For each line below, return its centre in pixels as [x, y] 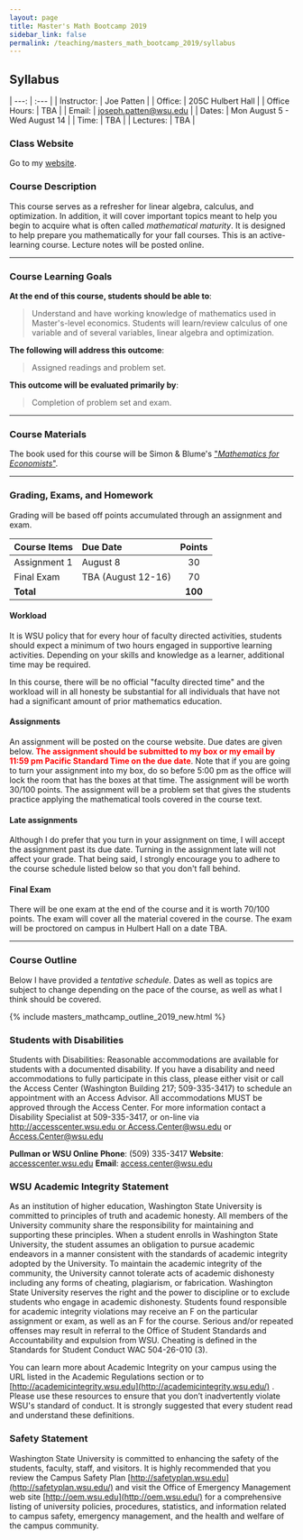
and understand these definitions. [72, 1416]
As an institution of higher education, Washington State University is [136, 1206]
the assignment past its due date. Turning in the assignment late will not [143, 849]
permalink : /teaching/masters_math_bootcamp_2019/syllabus [123, 43]
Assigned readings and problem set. [99, 367]
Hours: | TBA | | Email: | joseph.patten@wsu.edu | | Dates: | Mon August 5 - [149, 111]
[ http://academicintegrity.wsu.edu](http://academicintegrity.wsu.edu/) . [142, 1387]
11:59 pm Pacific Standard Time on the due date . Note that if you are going [150, 761]
